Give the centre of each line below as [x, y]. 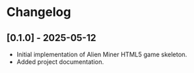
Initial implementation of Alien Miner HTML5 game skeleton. [102, 54]
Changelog [39, 12]
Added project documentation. [60, 62]
